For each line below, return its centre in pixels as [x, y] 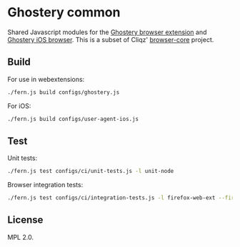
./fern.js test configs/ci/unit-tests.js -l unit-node [91, 172]
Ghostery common [64, 12]
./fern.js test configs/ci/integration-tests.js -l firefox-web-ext [111, 198]
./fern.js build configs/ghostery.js [64, 92]
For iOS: [19, 106]
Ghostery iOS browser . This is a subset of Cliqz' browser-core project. [111, 39]
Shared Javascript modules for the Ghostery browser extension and [107, 32]
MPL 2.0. [21, 237]
